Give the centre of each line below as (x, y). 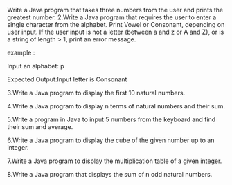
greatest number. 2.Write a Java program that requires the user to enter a (112, 17)
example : (21, 52)
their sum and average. (40, 127)
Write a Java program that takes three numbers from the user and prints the (115, 10)
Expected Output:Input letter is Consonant (67, 79)
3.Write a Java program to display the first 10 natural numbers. (96, 93)
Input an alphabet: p (36, 66)
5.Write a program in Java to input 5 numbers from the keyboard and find (111, 119)
